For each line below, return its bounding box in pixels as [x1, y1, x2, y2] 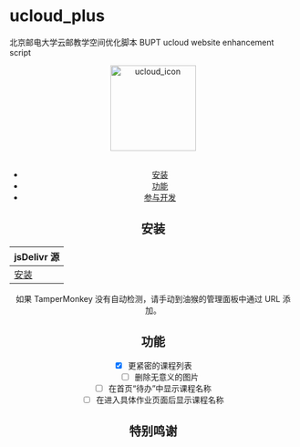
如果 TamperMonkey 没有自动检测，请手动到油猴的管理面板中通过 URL [16, 293, 281, 304]
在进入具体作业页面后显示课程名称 [95, 394, 224, 405]
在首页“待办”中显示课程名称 [108, 382, 212, 393]
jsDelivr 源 [14, 250, 60, 263]
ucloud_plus [9, 5, 105, 26]
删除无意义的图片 [134, 371, 199, 382]
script [9, 47, 32, 57]
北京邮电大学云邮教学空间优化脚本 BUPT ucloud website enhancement [9, 36, 274, 47]
